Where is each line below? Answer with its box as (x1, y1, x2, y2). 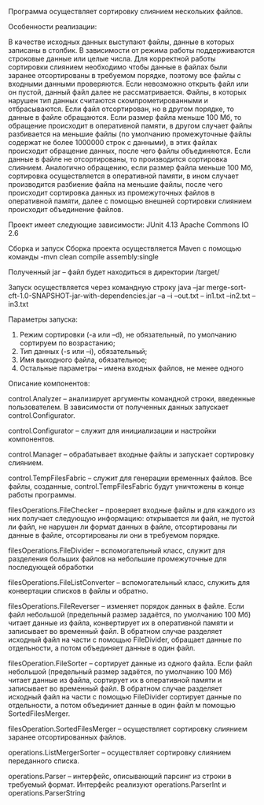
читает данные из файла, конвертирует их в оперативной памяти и (8, 618, 234, 628)
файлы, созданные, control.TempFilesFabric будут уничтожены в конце (8, 482, 245, 491)
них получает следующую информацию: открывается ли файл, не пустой (8, 514, 255, 523)
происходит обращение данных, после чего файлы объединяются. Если (8, 146, 251, 155)
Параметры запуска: (8, 315, 79, 324)
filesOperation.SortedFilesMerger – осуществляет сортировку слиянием (8, 725, 247, 733)
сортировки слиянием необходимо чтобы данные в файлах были (8, 62, 228, 72)
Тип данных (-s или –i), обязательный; (19, 347, 148, 356)
